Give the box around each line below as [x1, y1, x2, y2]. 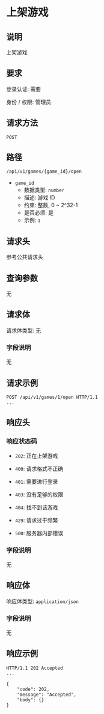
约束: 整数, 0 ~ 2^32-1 [23, 201, 78, 209]
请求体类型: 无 [6, 327, 41, 334]
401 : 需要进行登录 [14, 478, 58, 485]
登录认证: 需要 [6, 85, 41, 93]
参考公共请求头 [6, 253, 43, 261]
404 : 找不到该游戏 [14, 504, 58, 511]
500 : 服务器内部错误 [14, 529, 64, 536]
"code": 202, [17, 686, 50, 692]
